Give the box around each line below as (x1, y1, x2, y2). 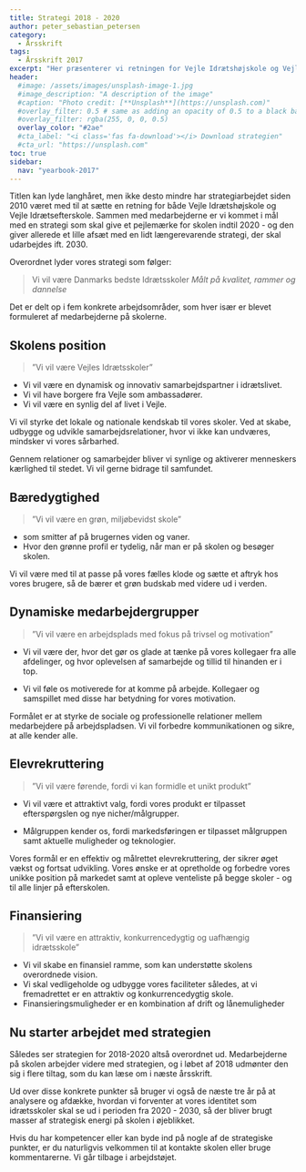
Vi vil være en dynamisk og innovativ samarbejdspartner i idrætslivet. (22, 380, 282, 391)
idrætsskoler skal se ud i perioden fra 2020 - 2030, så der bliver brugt (9, 1106, 273, 1116)
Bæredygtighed (9, 489, 100, 505)
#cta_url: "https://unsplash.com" (17, 140, 148, 149)
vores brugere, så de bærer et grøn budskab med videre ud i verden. (9, 578, 268, 588)
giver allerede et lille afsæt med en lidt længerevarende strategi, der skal (9, 229, 281, 240)
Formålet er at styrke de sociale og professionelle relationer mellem (9, 710, 262, 721)
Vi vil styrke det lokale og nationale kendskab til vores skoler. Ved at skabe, (9, 416, 291, 428)
